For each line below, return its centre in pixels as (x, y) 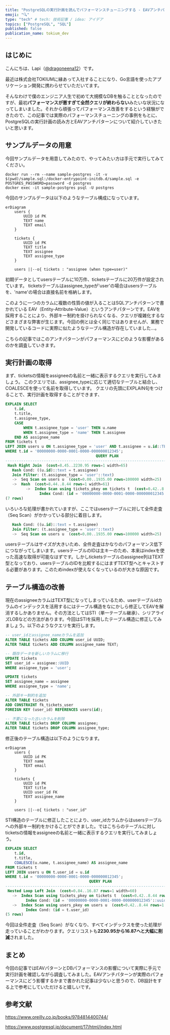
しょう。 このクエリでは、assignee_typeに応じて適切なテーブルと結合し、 (83, 382)
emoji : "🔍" (17, 15)
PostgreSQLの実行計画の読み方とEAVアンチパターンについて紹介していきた (84, 121)
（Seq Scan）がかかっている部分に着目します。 (55, 515)
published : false (24, 29)
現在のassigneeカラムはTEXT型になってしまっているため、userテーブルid (82, 600)
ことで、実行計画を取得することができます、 (56, 395)
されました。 (23, 937)
